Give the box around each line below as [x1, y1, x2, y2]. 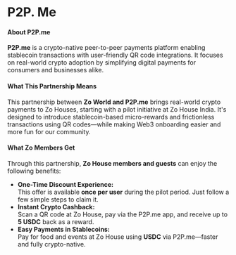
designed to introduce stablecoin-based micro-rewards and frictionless [7, 112, 215, 121]
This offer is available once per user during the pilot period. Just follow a [17, 188, 230, 196]
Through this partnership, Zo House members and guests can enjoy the [7, 159, 218, 167]
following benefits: [7, 166, 61, 175]
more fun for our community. [7, 127, 91, 136]
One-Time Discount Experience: [17, 180, 114, 188]
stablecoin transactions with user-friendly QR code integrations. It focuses [7, 51, 223, 60]
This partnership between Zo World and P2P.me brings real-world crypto [7, 98, 221, 106]
